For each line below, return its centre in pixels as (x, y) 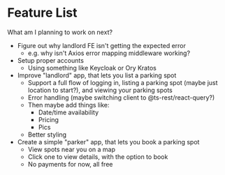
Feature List (42, 13)
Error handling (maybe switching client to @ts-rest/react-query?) (121, 97)
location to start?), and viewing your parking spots (100, 90)
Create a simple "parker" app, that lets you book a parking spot (108, 142)
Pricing (49, 119)
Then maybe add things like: (68, 105)
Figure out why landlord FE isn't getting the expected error (102, 45)
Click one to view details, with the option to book (98, 157)
